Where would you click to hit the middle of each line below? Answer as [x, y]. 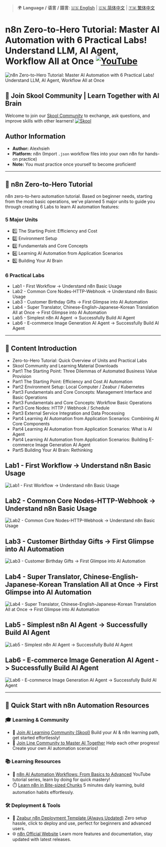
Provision [22, 376]
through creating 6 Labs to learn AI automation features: [62, 207]
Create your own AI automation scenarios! [55, 748]
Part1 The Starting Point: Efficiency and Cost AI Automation [72, 381]
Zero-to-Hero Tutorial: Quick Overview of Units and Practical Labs [80, 360]
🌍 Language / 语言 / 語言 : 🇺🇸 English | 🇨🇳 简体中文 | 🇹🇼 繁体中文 [86, 8]
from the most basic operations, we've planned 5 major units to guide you [80, 202]
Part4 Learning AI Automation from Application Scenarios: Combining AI [85, 418]
